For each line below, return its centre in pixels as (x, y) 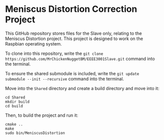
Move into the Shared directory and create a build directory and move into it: (82, 88)
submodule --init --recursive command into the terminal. (65, 79)
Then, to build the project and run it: (42, 115)
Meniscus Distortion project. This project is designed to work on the (74, 39)
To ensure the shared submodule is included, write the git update (72, 73)
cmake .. (14, 124)
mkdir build (17, 102)
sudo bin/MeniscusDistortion (35, 133)
